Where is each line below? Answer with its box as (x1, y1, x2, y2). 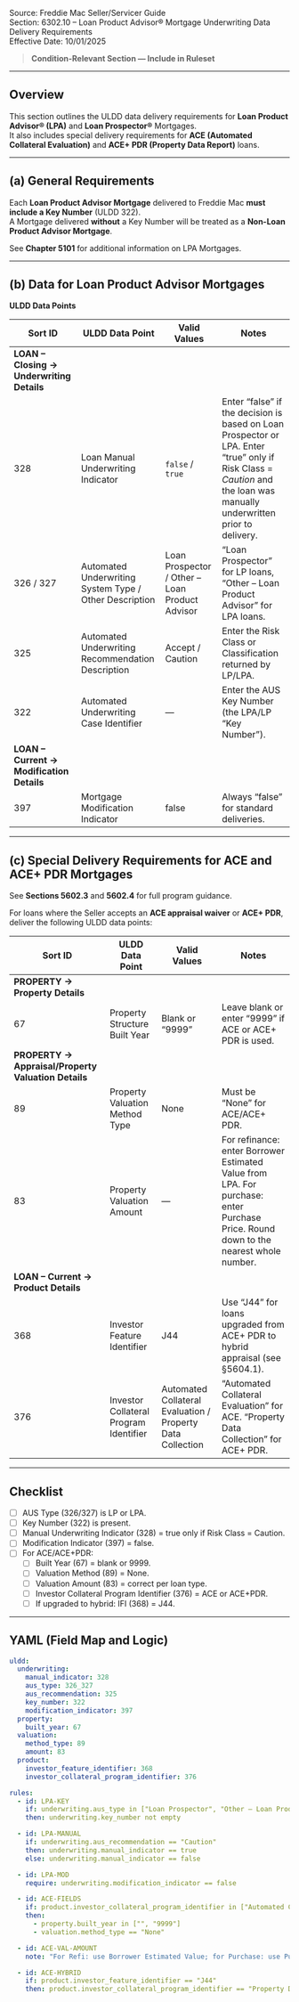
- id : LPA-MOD (17, 1870, 69, 1879)
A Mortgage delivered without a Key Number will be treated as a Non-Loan (9, 216, 287, 226)
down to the (221, 1233, 271, 1246)
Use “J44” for (221, 1296, 279, 1308)
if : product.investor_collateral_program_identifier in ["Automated (25, 1903, 285, 1912)
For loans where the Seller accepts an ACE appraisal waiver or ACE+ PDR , (9, 907, 284, 918)
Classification (222, 647, 279, 660)
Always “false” (222, 791, 283, 803)
